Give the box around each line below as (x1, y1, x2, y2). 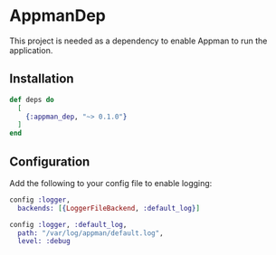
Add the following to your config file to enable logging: (9, 177, 213, 188)
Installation (9, 71, 74, 87)
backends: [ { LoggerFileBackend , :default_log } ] (17, 203, 201, 212)
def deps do (9, 95, 54, 104)
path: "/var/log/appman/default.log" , (17, 228, 165, 238)
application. (9, 44, 53, 55)
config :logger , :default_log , (9, 220, 128, 229)
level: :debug (17, 237, 71, 246)
